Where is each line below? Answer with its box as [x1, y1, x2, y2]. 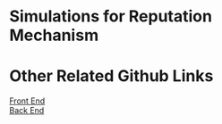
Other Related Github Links [9, 66, 214, 87]
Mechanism [9, 25, 99, 45]
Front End [9, 95, 46, 106]
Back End [9, 105, 45, 116]
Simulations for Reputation [9, 6, 213, 27]
